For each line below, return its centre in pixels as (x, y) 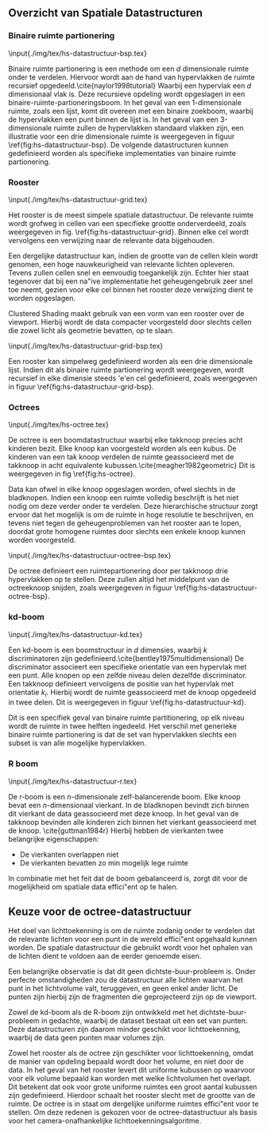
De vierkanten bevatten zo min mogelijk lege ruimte (104, 862)
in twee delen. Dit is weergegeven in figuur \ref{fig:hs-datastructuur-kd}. (127, 702)
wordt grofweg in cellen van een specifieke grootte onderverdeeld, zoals (128, 223)
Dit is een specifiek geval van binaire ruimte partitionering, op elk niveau (126, 718)
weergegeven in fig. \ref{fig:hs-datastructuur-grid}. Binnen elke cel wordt (128, 232)
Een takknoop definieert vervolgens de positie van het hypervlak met (121, 683)
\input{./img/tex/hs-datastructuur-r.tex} (73, 781)
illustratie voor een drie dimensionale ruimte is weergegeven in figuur (122, 136)
